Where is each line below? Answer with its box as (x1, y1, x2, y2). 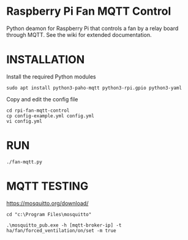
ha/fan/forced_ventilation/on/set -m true (6, 227, 116, 234)
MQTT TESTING (6, 179, 89, 193)
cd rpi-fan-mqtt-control (6, 107, 70, 114)
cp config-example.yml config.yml (6, 112, 95, 119)
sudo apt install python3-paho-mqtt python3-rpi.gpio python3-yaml (6, 85, 182, 91)
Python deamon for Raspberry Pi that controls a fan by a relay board (6, 25, 179, 32)
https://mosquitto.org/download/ (6, 199, 89, 207)
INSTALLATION (6, 53, 85, 67)
